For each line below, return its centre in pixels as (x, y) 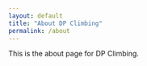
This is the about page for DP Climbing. (74, 54)
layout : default (36, 16)
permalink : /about (39, 31)
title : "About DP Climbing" (56, 23)
